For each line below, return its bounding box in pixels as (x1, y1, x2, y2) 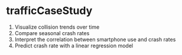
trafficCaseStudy (6, 4, 93, 18)
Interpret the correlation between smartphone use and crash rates (14, 36, 176, 43)
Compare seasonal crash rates (14, 29, 90, 36)
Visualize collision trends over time (14, 23, 100, 30)
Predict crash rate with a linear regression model (14, 42, 134, 49)
